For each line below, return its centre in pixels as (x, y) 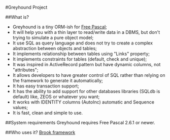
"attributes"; (25, 70)
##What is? (17, 17)
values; (20, 107)
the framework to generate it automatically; (58, 81)
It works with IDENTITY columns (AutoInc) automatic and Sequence (83, 102)
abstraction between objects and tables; (55, 48)
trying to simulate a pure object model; (53, 38)
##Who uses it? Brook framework (40, 132)
